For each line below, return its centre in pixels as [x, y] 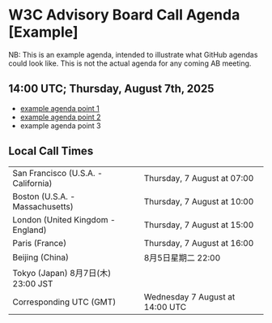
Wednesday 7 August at [189, 296]
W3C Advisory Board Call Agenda [124, 15]
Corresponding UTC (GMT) [64, 302]
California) [32, 183]
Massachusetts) [43, 206]
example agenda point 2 [60, 117]
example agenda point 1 [59, 108]
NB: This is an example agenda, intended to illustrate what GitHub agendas [133, 54]
